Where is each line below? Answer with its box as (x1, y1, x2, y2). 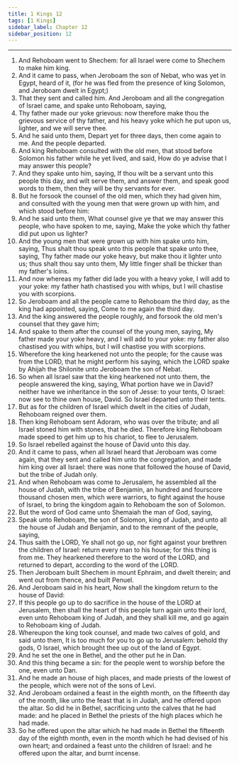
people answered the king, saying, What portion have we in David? (18, 380, 213, 388)
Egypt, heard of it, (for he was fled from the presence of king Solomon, (18, 79, 226, 87)
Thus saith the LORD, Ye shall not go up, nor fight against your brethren (18, 538, 227, 546)
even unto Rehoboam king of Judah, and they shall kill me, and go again (18, 614, 229, 622)
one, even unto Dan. (18, 666, 78, 675)
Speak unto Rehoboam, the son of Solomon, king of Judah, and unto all (18, 515, 227, 524)
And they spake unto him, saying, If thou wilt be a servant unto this (18, 169, 213, 178)
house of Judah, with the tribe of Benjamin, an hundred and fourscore (18, 485, 223, 494)
